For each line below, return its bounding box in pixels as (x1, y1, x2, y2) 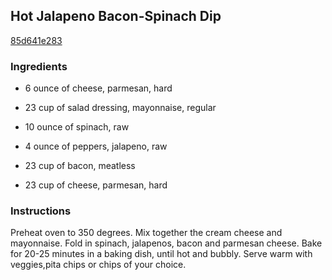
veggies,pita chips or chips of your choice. (10, 259, 187, 271)
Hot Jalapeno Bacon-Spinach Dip (10, 8, 222, 25)
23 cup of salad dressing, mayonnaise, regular (24, 102, 217, 114)
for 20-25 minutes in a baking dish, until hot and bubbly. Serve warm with (10, 248, 313, 260)
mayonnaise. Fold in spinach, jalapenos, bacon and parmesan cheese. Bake (10, 237, 323, 249)
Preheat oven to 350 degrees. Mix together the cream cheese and (10, 227, 283, 239)
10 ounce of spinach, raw (24, 121, 130, 133)
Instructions (10, 204, 72, 218)
